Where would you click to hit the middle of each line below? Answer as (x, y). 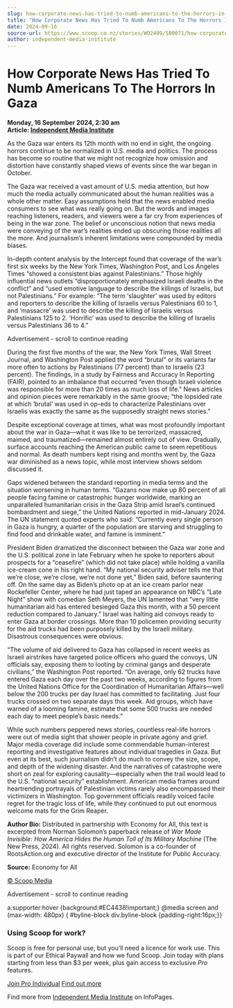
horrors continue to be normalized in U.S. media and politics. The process (112, 151)
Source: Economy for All (42, 867)
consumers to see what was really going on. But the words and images (108, 208)
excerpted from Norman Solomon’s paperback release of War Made (104, 832)
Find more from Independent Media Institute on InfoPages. (91, 997)
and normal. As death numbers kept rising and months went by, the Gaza (112, 454)
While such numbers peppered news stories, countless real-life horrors (109, 729)
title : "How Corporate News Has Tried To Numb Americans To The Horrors (114, 20)
